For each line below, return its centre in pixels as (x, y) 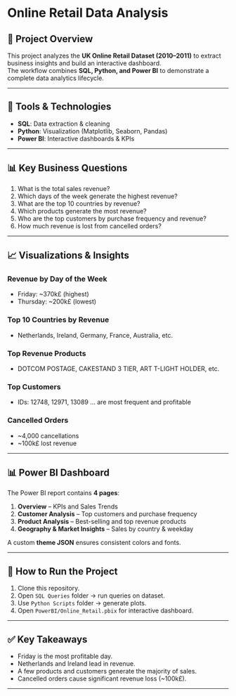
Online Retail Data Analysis (88, 13)
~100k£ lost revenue (47, 443)
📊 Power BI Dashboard (59, 472)
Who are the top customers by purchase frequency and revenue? (112, 218)
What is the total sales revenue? (64, 188)
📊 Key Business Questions (67, 168)
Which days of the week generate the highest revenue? (97, 196)
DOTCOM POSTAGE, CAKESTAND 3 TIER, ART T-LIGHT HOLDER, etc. (118, 368)
